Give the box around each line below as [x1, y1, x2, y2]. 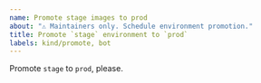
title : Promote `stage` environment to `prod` [9, 30, 188, 39]
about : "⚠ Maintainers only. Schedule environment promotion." [9, 22, 254, 31]
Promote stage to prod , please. [9, 63, 124, 74]
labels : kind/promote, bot [9, 38, 111, 48]
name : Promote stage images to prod [9, 13, 148, 23]
